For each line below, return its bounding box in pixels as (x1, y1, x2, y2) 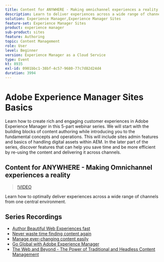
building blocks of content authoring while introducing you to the (5, 128, 135, 134)
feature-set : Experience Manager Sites (5, 20, 86, 26)
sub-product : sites (5, 30, 45, 35)
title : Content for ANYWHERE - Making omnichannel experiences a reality (5, 7, 159, 12)
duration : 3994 (5, 71, 36, 76)
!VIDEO (17, 184, 32, 190)
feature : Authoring (5, 35, 45, 40)
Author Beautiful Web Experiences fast (12, 225, 90, 232)
